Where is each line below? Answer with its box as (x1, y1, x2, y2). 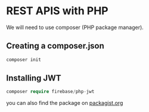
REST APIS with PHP (6, 4, 108, 18)
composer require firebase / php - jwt (6, 89, 95, 95)
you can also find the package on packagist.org (6, 100, 123, 107)
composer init (6, 56, 42, 63)
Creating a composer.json (6, 41, 104, 51)
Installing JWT (6, 73, 61, 84)
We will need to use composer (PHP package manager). (6, 24, 144, 31)
